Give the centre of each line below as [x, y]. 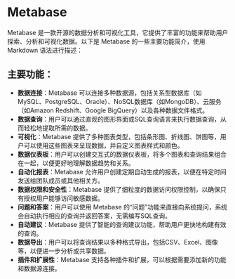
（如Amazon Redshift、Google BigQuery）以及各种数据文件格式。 [113, 110]
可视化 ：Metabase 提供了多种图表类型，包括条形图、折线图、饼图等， [119, 136]
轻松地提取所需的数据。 [58, 128]
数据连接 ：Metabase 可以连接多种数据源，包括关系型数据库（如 [109, 93]
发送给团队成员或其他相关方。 [60, 181]
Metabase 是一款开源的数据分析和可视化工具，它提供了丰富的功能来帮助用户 [118, 32]
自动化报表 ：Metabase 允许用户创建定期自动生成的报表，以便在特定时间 [122, 171]
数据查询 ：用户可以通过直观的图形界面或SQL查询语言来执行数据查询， [119, 119]
